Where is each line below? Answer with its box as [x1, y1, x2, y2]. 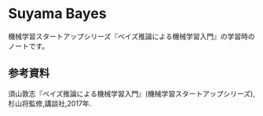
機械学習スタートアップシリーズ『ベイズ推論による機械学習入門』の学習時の [8, 31, 255, 41]
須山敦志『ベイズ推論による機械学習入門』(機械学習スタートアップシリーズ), [8, 89, 255, 98]
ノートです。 [8, 41, 49, 51]
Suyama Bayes [8, 5, 108, 23]
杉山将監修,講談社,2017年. [8, 99, 92, 108]
